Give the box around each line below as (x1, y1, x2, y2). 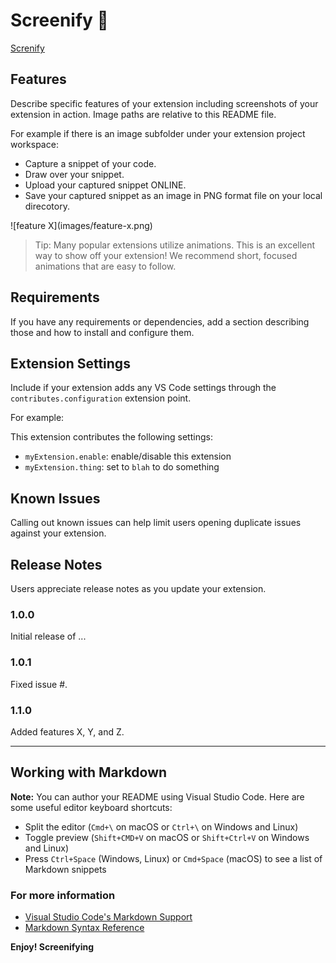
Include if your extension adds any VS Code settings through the (10, 382, 277, 394)
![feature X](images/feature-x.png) (10, 219, 153, 231)
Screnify (10, 42, 45, 54)
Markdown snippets (24, 863, 107, 875)
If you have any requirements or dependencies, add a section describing (10, 315, 310, 328)
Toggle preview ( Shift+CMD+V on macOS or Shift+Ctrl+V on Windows (24, 831, 310, 843)
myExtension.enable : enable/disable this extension (24, 450, 232, 463)
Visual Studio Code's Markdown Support (24, 911, 193, 923)
